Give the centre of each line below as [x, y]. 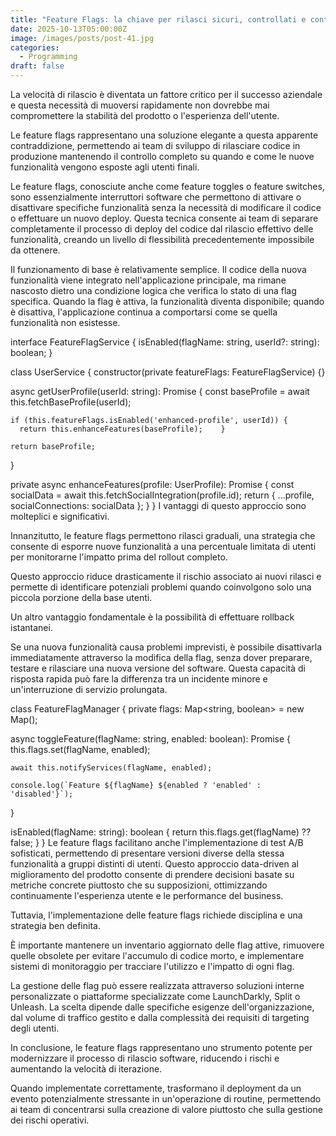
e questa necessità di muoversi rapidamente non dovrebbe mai [140, 105]
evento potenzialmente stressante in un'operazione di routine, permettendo [166, 1099]
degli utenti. [35, 1028]
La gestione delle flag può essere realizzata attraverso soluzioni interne [157, 985]
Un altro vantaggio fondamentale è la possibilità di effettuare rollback [152, 617]
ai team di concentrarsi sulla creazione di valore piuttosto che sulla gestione [166, 1109]
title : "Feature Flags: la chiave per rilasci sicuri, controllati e [158, 19]
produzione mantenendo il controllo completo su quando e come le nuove [162, 156]
